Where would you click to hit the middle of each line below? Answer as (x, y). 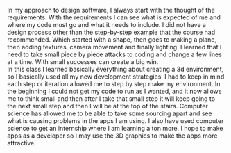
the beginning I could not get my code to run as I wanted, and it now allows (114, 91)
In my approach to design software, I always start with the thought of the (111, 10)
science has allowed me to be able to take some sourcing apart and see (110, 113)
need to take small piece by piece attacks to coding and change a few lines (114, 54)
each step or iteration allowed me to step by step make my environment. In (114, 84)
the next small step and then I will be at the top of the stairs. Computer (108, 106)
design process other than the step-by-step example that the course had (111, 32)
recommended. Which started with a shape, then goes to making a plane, (112, 40)
